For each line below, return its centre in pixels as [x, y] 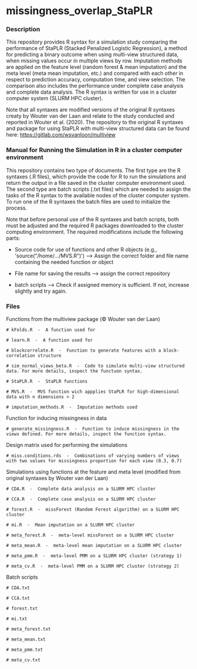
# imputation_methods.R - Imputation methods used [72, 408]
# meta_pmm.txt [25, 650]
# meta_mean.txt [26, 640]
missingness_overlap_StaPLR [79, 11]
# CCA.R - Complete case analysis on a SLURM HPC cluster [81, 499]
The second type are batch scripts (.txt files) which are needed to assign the [98, 189]
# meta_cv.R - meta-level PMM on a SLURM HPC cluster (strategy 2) [93, 567]
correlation [21, 356]
